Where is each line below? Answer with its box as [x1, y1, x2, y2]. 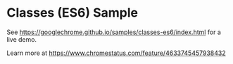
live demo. [6, 35, 37, 43]
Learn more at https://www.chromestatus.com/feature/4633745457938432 [6, 49, 226, 57]
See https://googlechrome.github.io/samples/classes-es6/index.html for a [6, 28, 221, 36]
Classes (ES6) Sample [6, 5, 139, 21]
